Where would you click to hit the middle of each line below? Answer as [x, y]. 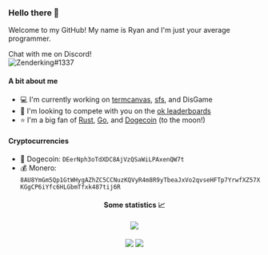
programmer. [30, 38]
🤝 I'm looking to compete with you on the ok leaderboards [116, 110]
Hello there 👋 [34, 13]
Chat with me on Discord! [50, 54]
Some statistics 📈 [134, 205]
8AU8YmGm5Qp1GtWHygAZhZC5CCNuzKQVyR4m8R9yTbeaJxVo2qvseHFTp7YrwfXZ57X [140, 180]
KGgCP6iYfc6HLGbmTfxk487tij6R [70, 187]
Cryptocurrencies [39, 141]
